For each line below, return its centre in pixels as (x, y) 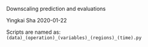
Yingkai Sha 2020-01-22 (37, 20)
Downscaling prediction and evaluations (56, 9)
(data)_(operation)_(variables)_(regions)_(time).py (74, 38)
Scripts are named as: (34, 32)
